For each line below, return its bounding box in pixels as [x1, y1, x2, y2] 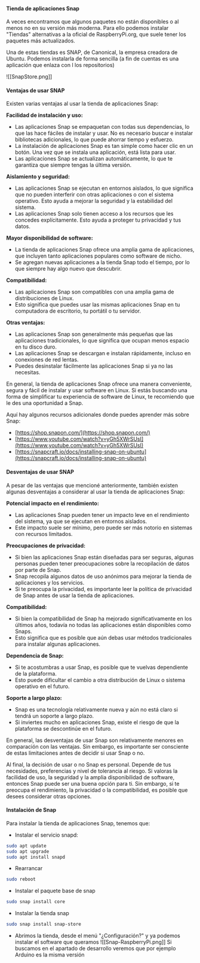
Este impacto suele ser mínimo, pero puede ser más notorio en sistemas [14, 524, 193, 531]
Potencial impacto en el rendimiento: [6, 499, 100, 507]
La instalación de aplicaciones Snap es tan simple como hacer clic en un [14, 143, 193, 150]
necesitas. [14, 369, 41, 376]
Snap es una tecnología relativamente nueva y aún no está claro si [14, 705, 178, 713]
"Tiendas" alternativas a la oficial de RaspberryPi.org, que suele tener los [6, 31, 186, 38]
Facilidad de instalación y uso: [6, 111, 84, 119]
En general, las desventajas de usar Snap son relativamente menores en [6, 737, 184, 744]
